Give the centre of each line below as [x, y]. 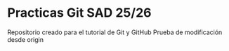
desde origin [26, 39]
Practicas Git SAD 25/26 [79, 13]
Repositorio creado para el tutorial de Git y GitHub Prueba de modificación [115, 32]
